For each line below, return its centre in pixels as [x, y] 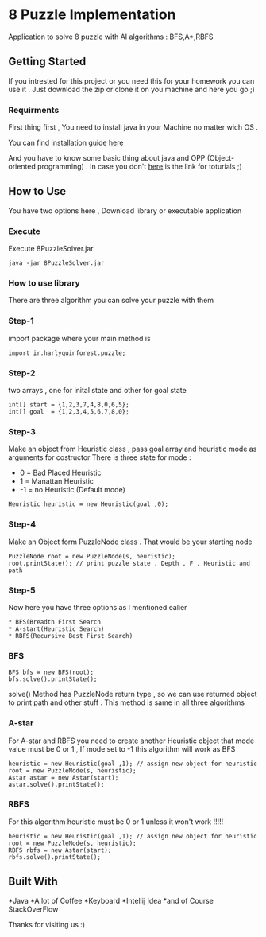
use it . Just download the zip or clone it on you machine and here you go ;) [132, 89]
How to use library [44, 283]
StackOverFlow [33, 909]
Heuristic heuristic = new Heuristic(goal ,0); [89, 504]
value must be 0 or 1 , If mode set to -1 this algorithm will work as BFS [122, 748]
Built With [33, 882]
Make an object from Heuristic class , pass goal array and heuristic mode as [133, 449]
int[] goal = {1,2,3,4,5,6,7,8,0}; [69, 412]
